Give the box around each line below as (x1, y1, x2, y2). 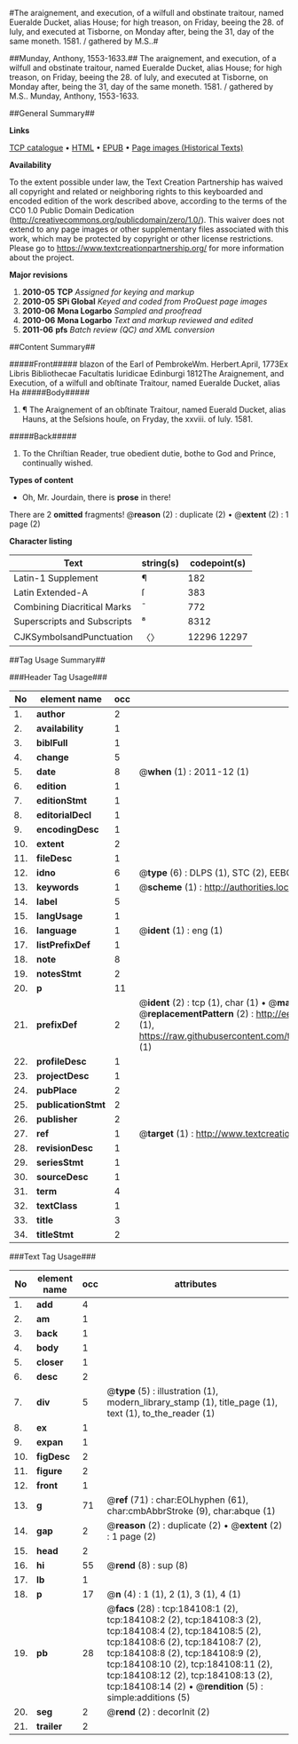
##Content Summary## (9, 342, 96, 352)
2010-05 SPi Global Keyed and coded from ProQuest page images (21, 297, 268, 306)
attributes (174, 1278, 217, 1290)
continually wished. (21, 457, 93, 468)
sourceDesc (36, 1171, 89, 1183)
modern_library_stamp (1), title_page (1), (106, 1396, 278, 1408)
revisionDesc (36, 1142, 93, 1153)
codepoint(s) (189, 557, 247, 569)
